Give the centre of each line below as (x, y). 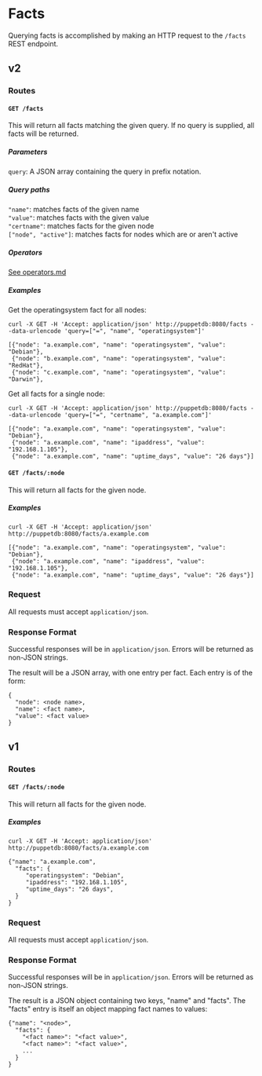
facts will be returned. (44, 134)
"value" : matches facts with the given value (79, 218)
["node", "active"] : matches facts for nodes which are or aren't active (123, 234)
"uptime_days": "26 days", (69, 889)
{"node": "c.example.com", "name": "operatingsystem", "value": (118, 373)
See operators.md (37, 273)
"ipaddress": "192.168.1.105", (76, 882)
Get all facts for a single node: (57, 394)
